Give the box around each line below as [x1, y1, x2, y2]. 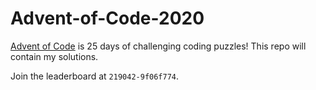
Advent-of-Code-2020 [10, 7, 205, 30]
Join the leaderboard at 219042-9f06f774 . [10, 70, 180, 82]
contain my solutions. [10, 50, 99, 62]
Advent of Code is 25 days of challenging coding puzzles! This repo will [10, 40, 307, 52]
